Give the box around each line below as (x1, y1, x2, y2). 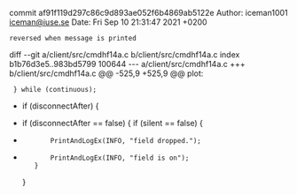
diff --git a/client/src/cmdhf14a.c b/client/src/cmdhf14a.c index (9, 49, 240, 60)
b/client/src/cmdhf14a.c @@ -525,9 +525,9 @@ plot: (9, 68, 204, 79)
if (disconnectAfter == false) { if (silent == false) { (21, 118, 204, 128)
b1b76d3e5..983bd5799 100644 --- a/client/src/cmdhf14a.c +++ (9, 59, 246, 69)
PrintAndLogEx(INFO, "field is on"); (50, 154, 190, 162)
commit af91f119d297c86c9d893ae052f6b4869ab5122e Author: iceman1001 (9, 8, 288, 18)
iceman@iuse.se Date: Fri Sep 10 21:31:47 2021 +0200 (9, 17, 207, 27)
